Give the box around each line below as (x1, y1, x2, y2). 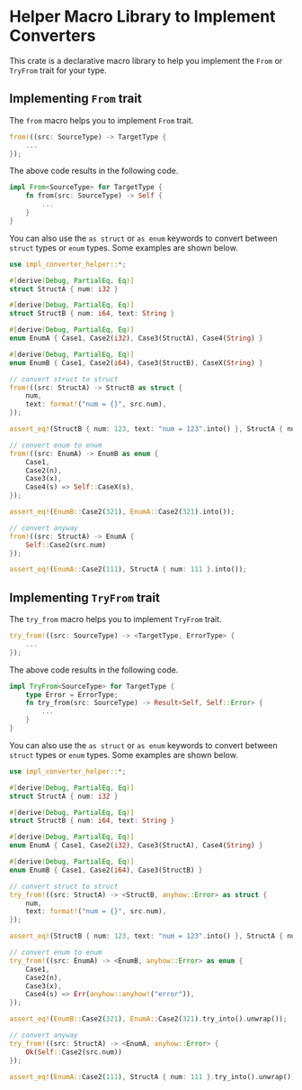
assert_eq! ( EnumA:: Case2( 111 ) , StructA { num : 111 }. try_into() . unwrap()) (9, 1072, 296, 1081)
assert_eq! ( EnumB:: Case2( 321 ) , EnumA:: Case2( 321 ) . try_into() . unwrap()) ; (9, 1014, 288, 1024)
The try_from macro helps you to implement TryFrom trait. (9, 614, 222, 625)
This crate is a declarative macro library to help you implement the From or (9, 55, 283, 66)
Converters (9, 25, 96, 46)
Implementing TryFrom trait (9, 590, 160, 605)
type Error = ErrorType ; (25, 690, 119, 700)
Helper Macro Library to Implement (9, 6, 276, 27)
